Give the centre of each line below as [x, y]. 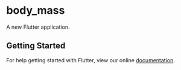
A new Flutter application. [38, 27]
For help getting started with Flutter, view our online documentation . [91, 60]
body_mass [36, 10]
